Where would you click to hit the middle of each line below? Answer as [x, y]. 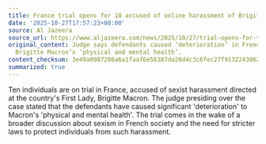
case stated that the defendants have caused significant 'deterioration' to [128, 106]
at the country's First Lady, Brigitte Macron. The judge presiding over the [127, 98]
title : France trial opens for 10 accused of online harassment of [122, 15]
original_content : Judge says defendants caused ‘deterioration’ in [123, 45]
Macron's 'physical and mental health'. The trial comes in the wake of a [124, 115]
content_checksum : [38, 60]
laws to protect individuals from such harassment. [90, 131]
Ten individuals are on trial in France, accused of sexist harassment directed [133, 89]
